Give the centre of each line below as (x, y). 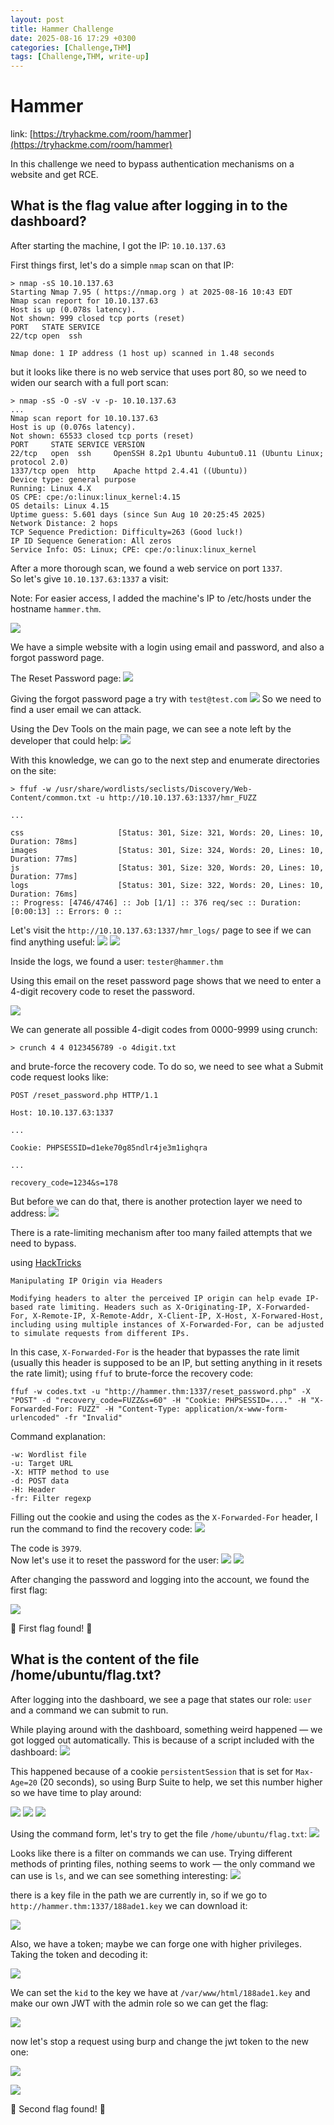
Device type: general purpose (73, 479)
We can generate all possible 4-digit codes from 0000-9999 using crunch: (164, 1029)
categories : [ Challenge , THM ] (71, 47)
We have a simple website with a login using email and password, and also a (167, 647)
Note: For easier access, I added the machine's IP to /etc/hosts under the (161, 598)
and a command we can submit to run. (89, 1710)
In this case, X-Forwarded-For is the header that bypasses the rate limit (155, 1352)
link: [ (21, 134)
